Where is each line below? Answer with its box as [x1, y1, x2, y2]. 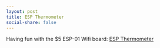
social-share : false [6, 19, 57, 25]
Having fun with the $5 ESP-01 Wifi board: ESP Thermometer [6, 36, 154, 43]
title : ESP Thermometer [6, 14, 65, 20]
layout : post [6, 8, 38, 15]
